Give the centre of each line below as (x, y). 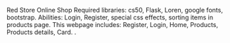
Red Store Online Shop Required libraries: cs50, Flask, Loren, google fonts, (115, 10)
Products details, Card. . (41, 32)
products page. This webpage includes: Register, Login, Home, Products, (113, 25)
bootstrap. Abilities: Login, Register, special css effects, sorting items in (110, 17)
